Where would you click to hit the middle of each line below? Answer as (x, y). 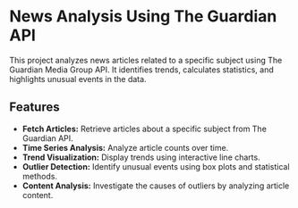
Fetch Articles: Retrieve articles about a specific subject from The (144, 129)
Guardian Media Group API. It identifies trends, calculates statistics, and (142, 70)
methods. (40, 176)
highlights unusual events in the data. (78, 79)
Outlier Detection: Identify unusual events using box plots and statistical (156, 166)
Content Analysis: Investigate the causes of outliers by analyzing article (156, 186)
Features (34, 108)
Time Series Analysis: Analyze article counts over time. (125, 147)
